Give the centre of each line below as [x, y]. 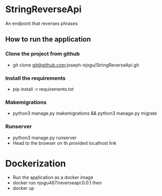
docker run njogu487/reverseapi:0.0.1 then [57, 183]
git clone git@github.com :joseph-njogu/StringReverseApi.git [76, 65]
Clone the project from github [43, 54]
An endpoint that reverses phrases [42, 23]
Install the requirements [35, 78]
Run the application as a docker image [53, 177]
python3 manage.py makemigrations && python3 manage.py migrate [85, 113]
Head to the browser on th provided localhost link [64, 143]
